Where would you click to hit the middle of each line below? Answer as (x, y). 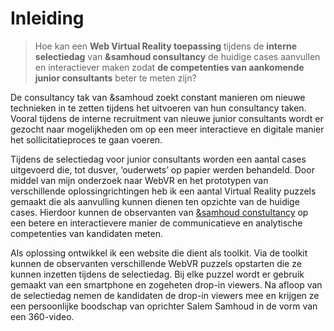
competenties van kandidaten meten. (86, 233)
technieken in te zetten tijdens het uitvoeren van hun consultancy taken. (158, 108)
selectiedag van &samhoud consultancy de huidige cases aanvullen (177, 56)
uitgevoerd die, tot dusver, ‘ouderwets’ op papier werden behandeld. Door (162, 169)
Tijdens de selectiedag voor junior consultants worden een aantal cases (158, 159)
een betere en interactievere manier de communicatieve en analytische (156, 223)
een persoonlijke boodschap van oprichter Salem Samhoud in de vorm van (164, 306)
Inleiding (47, 18)
